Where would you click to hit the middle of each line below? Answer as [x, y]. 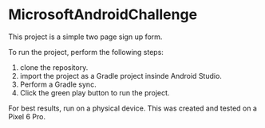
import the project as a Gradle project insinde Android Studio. [121, 76]
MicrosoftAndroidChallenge [103, 15]
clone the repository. [54, 67]
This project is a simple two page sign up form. [85, 37]
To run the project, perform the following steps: [86, 52]
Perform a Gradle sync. [58, 84]
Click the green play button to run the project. [95, 92]
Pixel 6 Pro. [27, 116]
